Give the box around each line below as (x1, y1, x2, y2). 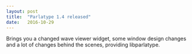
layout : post (6, 8, 38, 15)
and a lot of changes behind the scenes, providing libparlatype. (6, 41, 161, 48)
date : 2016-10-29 (6, 19, 54, 25)
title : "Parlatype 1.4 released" (6, 14, 92, 20)
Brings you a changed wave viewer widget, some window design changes (6, 35, 187, 42)
